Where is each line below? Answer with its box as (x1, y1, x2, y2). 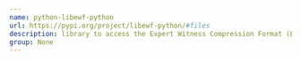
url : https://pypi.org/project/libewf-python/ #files (9, 21, 211, 30)
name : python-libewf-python (9, 12, 115, 22)
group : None (9, 37, 54, 47)
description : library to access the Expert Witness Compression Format (9, 29, 282, 38)
